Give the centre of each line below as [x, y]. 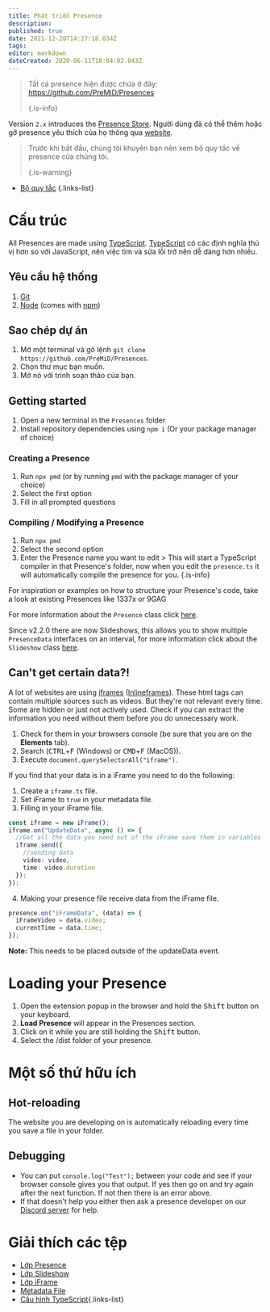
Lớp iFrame [39, 1282]
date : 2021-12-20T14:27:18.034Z [62, 38]
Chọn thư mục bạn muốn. [62, 367]
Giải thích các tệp [68, 1242]
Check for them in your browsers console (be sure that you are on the [136, 734]
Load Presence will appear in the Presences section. [108, 1023]
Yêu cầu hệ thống [53, 277]
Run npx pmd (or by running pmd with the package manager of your [129, 476]
